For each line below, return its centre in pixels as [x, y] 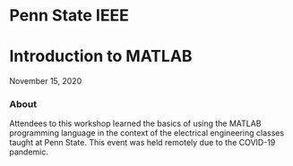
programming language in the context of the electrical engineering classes [147, 133]
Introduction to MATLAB [101, 57]
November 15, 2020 [46, 81]
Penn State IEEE [69, 16]
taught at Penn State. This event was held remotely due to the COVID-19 [142, 143]
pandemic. [29, 152]
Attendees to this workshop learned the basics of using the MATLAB [135, 124]
